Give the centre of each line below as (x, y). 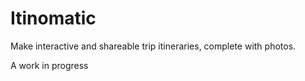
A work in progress (49, 65)
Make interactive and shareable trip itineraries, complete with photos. (153, 46)
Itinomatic (53, 18)
